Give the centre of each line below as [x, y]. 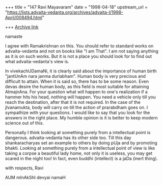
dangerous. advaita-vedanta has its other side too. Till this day [68, 138]
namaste [14, 36]
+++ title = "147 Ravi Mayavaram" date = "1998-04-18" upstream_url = [77, 7]
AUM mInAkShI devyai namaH [35, 177]
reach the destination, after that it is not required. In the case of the [73, 102]
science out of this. [25, 123]
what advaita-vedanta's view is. [37, 61]
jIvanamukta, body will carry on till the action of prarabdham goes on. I [77, 107]
